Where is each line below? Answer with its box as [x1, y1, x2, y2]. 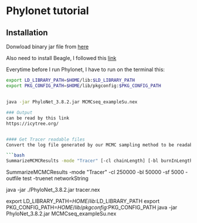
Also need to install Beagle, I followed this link [6, 55, 117, 61]
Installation [6, 28, 48, 38]
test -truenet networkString [22, 175, 89, 182]
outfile [6, 175, 22, 182]
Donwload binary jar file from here [6, 43, 89, 50]
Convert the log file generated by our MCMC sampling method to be [6, 142, 175, 148]
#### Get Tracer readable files [6, 137, 85, 142]
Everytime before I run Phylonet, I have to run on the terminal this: [6, 66, 165, 73]
